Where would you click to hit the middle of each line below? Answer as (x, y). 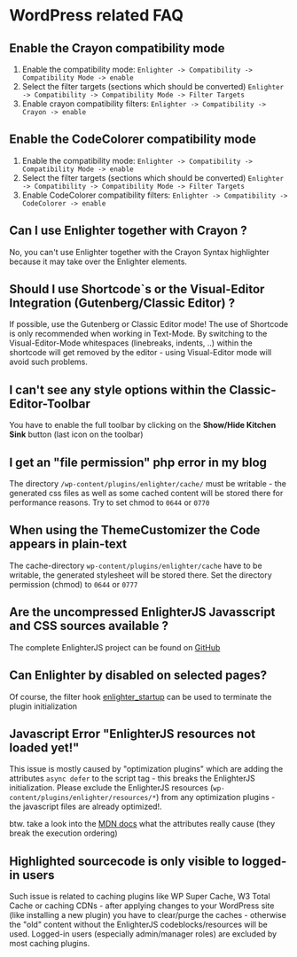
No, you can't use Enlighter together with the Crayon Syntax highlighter (140, 252)
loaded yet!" (44, 747)
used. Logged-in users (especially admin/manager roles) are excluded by (143, 934)
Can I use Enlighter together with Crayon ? (128, 231)
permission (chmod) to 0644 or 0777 (74, 584)
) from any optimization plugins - (215, 797)
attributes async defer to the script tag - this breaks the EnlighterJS (132, 778)
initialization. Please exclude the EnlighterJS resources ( (111, 788)
